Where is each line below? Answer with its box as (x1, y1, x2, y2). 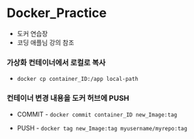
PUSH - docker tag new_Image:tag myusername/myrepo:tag (16, 123, 188, 132)
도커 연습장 (16, 29, 48, 38)
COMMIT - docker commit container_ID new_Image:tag (16, 110, 178, 118)
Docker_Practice (6, 5, 107, 21)
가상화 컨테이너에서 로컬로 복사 (6, 57, 106, 67)
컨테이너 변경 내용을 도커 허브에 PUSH (6, 94, 129, 104)
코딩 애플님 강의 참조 (16, 38, 75, 47)
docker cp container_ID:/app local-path (16, 76, 139, 83)
